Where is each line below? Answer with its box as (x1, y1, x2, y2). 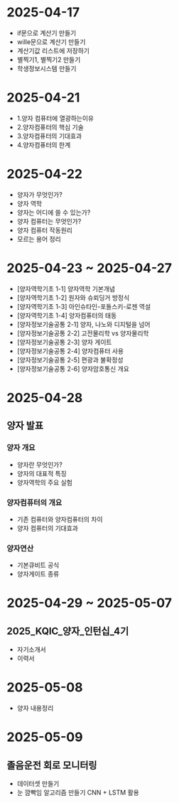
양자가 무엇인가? (16, 190, 63, 199)
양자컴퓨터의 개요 (6, 497, 63, 507)
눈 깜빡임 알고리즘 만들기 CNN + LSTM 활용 (16, 788, 139, 797)
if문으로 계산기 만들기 (16, 28, 77, 37)
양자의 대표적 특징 (16, 469, 67, 478)
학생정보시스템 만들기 (16, 64, 77, 72)
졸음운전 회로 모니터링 (6, 759, 97, 771)
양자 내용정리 (16, 704, 54, 713)
